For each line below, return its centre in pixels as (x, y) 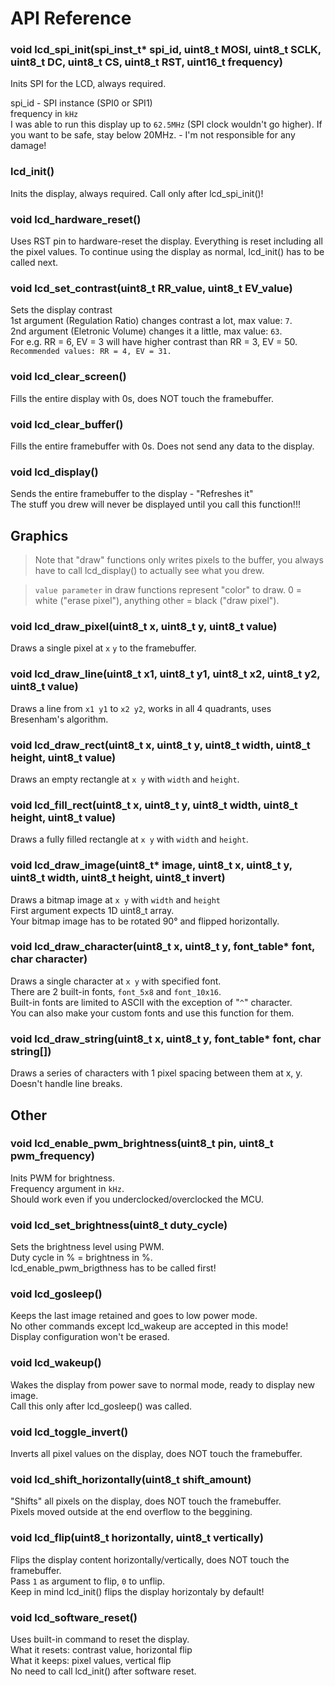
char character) (49, 959)
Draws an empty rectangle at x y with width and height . (125, 779)
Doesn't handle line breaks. (66, 1084)
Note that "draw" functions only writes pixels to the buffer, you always (179, 560)
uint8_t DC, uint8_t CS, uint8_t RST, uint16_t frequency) (146, 62)
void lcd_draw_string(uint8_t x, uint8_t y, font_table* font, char (166, 1039)
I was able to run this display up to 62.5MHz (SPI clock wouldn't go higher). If (166, 124)
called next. (34, 263)
